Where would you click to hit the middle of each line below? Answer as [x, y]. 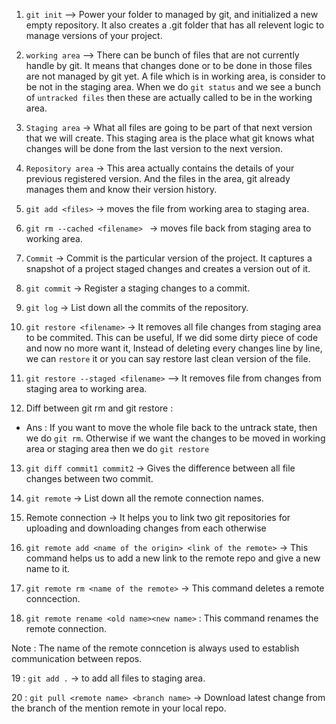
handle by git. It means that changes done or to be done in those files [169, 65]
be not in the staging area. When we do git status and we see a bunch [173, 87]
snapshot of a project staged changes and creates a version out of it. [168, 268]
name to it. [48, 568]
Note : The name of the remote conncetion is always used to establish [155, 648]
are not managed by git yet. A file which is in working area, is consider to [175, 76]
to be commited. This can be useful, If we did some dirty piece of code [172, 337]
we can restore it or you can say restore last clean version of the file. [168, 358]
